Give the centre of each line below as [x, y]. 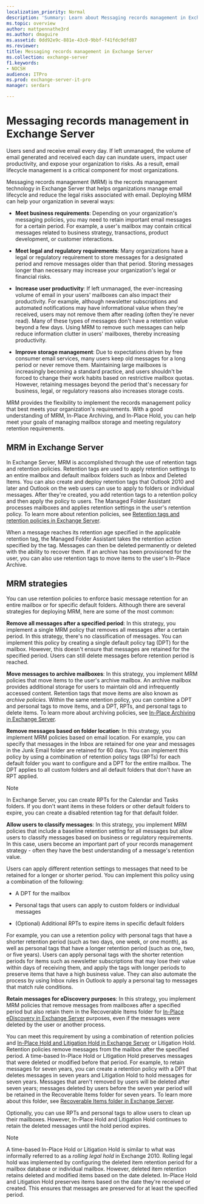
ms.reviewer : [23, 46]
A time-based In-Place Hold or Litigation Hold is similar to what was [91, 1149]
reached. [18, 662]
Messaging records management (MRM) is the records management [92, 182]
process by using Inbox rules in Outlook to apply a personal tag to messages [102, 980]
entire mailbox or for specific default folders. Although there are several [96, 605]
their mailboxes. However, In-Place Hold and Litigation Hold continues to [97, 1119]
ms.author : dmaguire [32, 35]
